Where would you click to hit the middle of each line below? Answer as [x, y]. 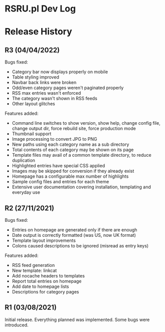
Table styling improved [36, 77]
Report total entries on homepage [47, 281]
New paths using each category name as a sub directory [70, 144]
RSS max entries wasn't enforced [46, 93]
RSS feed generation [33, 265]
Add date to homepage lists [40, 286]
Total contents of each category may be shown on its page [73, 150]
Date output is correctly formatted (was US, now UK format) [74, 235]
